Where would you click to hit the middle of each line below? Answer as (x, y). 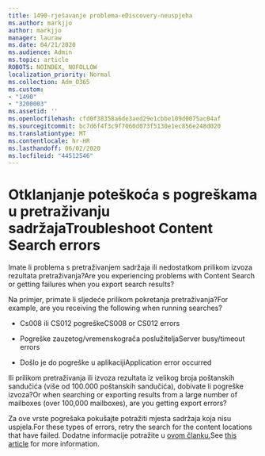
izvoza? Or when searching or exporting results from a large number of (123, 395)
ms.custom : (26, 89)
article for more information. (54, 444)
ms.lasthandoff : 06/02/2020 (55, 148)
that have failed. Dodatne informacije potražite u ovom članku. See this (123, 435)
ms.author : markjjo (40, 23)
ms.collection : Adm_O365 (49, 82)
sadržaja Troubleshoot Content (111, 229)
